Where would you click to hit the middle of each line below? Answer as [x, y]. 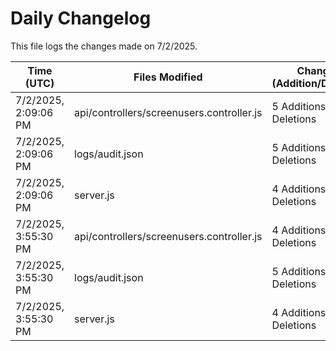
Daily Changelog [81, 18]
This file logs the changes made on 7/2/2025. [104, 46]
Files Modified [168, 77]
